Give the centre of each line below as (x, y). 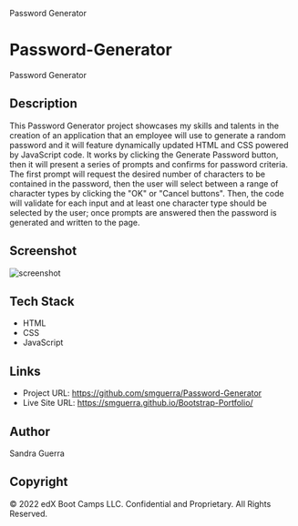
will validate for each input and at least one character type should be (138, 203)
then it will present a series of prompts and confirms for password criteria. (149, 164)
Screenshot (43, 251)
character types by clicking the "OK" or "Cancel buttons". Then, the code (147, 193)
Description (43, 104)
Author (30, 431)
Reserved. (29, 513)
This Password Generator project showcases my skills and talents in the (144, 126)
